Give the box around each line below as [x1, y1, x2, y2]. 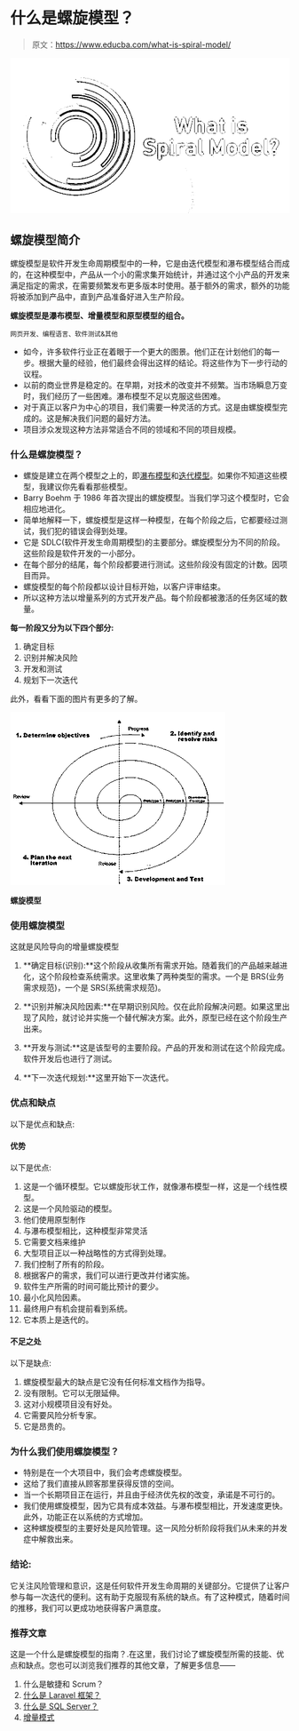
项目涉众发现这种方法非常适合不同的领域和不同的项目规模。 [22, 424, 241, 435]
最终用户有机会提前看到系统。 [22, 1303, 132, 1313]
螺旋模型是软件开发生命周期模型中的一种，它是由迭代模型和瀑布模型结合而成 [10, 258, 290, 268]
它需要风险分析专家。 [22, 1410, 101, 1421]
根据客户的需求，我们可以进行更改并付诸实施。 [22, 1270, 194, 1280]
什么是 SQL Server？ [22, 1701, 98, 1711]
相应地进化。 [22, 504, 70, 515]
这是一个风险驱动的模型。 [22, 1203, 117, 1214]
